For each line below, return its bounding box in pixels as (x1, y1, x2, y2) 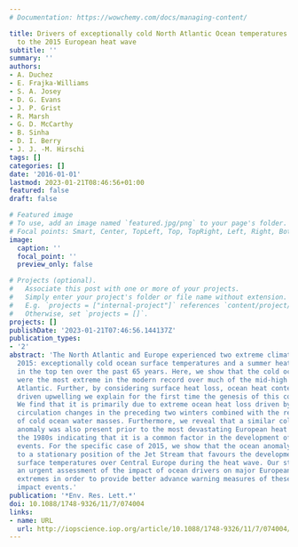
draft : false (9, 195, 58, 204)
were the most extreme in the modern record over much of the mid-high (17, 375, 288, 384)
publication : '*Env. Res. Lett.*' (9, 491, 137, 500)
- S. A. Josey (9, 86, 62, 96)
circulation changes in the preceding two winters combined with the (17, 408, 279, 418)
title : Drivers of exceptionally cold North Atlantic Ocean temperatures (9, 28, 288, 38)
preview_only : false (17, 260, 93, 269)
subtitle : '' (9, 45, 58, 54)
